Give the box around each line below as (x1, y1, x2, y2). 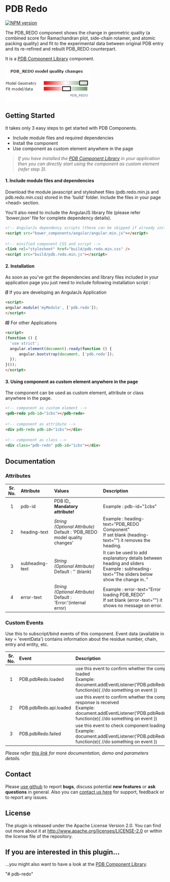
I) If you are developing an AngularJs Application (5, 289, 107, 295)
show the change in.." (103, 577, 148, 583)
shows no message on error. (103, 602, 163, 608)
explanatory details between (103, 555, 162, 561)
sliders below (124, 571, 153, 578)
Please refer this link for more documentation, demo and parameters (5, 750, 149, 756)
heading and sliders (103, 560, 144, 566)
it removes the (120, 537, 151, 543)
